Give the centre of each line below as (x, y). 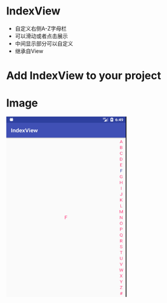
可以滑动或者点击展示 (41, 36)
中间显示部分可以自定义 (44, 43)
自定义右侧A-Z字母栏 (41, 28)
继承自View (29, 51)
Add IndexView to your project (84, 76)
